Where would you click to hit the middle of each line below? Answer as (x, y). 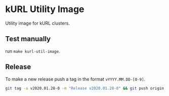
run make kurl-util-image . (33, 51)
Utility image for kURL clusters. (37, 23)
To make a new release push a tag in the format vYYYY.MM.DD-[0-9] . (75, 79)
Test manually (28, 39)
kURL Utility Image (45, 9)
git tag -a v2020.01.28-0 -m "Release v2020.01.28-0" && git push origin (85, 88)
